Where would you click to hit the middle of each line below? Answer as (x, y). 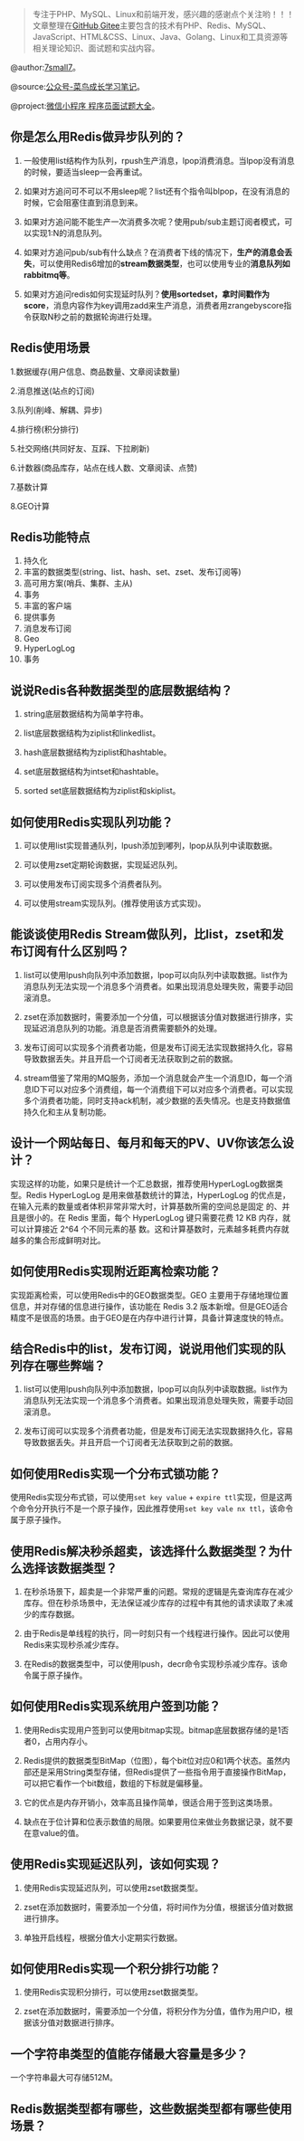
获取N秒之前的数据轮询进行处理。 (94, 317)
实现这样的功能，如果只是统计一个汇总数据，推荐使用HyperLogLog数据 (143, 1184)
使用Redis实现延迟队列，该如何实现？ (115, 1865)
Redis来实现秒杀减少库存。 (74, 1644)
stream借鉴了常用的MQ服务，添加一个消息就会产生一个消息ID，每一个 (154, 1078)
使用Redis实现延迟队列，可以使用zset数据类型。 (113, 1888)
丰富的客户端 (47, 606)
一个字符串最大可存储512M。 (64, 2078)
